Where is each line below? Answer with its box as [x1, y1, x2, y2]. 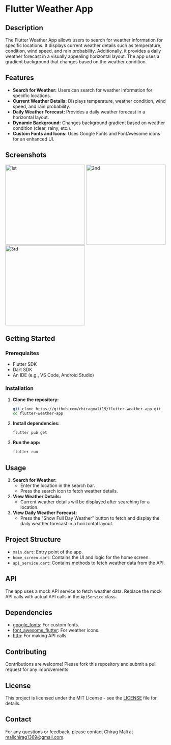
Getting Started [5, 334, 55, 343]
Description [5, 24, 43, 32]
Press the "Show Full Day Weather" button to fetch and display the [20, 515, 160, 521]
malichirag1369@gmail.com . [5, 734, 65, 740]
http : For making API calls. [12, 633, 68, 639]
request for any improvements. [5, 666, 70, 672]
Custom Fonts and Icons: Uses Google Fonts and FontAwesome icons [12, 130, 160, 136]
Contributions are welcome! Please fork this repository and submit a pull [5, 661, 157, 667]
